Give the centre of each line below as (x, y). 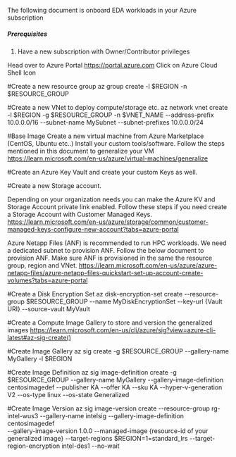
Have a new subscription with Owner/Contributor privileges (104, 51)
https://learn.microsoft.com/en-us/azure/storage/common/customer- (108, 222)
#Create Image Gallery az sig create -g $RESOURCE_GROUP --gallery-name (118, 351)
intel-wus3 (23, 415)
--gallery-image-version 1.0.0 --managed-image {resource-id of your (108, 431)
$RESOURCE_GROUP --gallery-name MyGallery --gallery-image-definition (116, 380)
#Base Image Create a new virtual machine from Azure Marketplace (106, 136)
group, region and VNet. (42, 265)
